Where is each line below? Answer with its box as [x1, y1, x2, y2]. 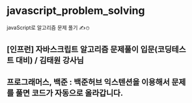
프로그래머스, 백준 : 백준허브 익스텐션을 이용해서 [6, 77, 170, 87]
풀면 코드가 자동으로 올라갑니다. [15, 88, 123, 98]
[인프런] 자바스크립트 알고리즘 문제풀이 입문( [6, 45, 158, 55]
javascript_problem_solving [6, 4, 146, 17]
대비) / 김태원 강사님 [15, 55, 84, 65]
